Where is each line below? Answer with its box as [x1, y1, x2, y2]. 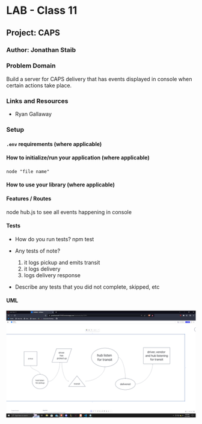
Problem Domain [6, 61, 56, 70]
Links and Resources [6, 97, 69, 105]
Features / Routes [6, 195, 52, 202]
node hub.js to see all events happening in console [6, 208, 132, 215]
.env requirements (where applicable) [6, 140, 102, 147]
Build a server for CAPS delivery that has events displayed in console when [6, 75, 192, 82]
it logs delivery [23, 265, 61, 272]
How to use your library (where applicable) [6, 181, 115, 188]
